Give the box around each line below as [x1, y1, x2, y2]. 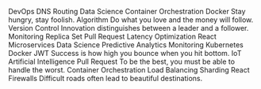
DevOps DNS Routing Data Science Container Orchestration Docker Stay [8, 7, 246, 16]
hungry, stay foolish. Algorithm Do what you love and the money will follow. [8, 15, 254, 24]
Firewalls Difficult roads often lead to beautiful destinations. [8, 74, 203, 83]
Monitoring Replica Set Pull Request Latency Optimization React [8, 32, 217, 41]
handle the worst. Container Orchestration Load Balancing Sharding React [8, 65, 250, 74]
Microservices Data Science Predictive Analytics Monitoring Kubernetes [8, 40, 244, 50]
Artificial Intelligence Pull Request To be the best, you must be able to [8, 57, 236, 66]
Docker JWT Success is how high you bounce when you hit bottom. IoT [8, 49, 242, 57]
